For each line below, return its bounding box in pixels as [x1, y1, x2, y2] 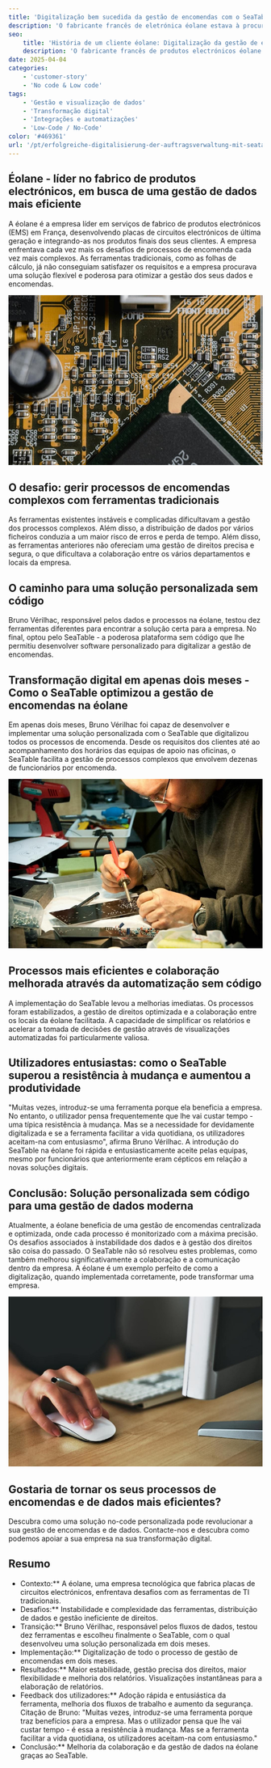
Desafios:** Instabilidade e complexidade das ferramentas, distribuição [19, 1604, 258, 1614]
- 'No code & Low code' [23, 81, 103, 89]
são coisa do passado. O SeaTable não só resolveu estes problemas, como [8, 1246, 258, 1256]
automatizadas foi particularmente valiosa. [8, 1032, 150, 1043]
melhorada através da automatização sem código [8, 977, 262, 991]
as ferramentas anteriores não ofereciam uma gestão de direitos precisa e [8, 540, 255, 550]
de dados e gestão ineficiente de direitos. [19, 1613, 159, 1622]
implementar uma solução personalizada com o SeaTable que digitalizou [8, 729, 249, 738]
